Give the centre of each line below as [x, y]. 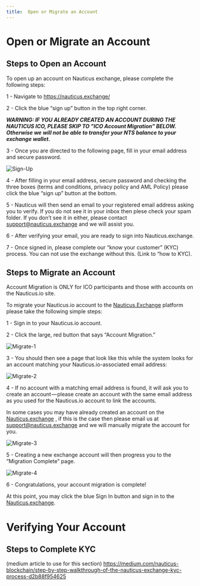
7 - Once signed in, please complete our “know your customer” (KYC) [92, 247]
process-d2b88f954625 [36, 576]
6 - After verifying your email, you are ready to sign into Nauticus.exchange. [100, 235]
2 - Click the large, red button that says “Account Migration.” [81, 335]
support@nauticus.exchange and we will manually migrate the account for [98, 425]
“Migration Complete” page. [41, 461]
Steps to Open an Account [56, 64]
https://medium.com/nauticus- [141, 564]
